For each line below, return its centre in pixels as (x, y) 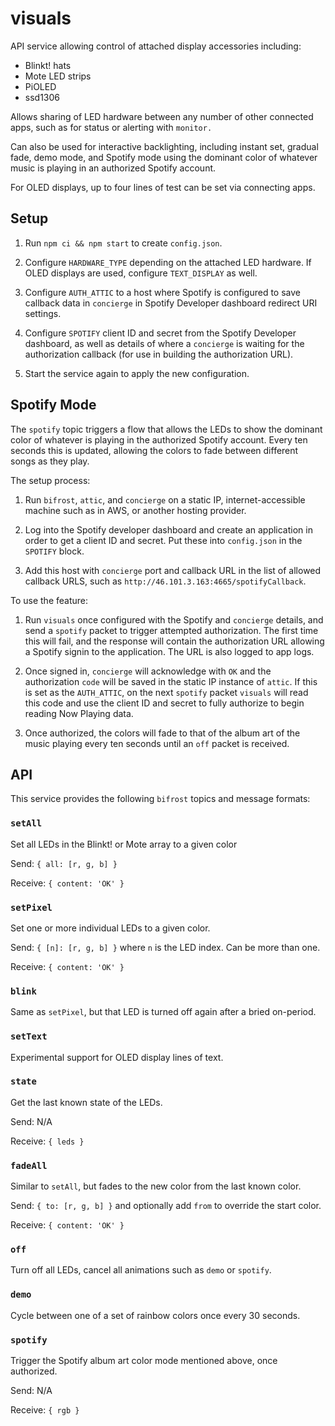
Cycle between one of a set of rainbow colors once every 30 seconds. (155, 1315)
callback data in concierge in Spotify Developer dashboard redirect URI (171, 303)
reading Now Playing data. (79, 713)
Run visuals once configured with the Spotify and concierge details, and (174, 619)
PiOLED (40, 86)
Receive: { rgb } (45, 1410)
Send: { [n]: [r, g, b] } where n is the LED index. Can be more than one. (165, 947)
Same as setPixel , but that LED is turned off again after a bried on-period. (163, 1012)
